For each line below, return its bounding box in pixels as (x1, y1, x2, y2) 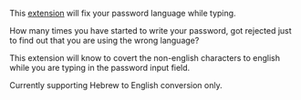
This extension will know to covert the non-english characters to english (9, 53, 281, 63)
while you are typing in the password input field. (9, 63, 191, 73)
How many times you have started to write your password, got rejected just (9, 25, 292, 35)
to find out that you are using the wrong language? (9, 35, 200, 45)
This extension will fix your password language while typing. (9, 8, 236, 18)
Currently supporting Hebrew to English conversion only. (9, 80, 223, 90)
